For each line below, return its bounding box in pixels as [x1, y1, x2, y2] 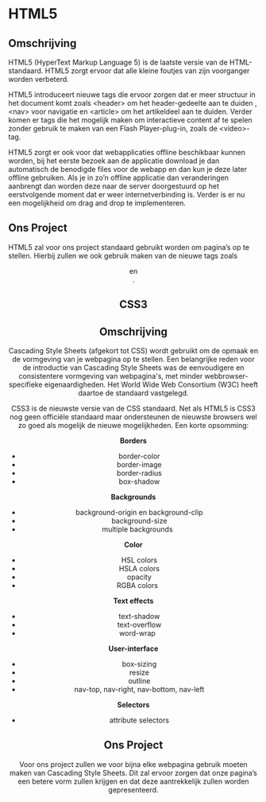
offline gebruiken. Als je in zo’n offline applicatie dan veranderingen [8, 173, 229, 182]
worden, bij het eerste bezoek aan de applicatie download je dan [8, 156, 220, 165]
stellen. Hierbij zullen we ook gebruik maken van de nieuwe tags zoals [8, 251, 238, 260]
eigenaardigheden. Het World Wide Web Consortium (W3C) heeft [44, 380, 258, 390]
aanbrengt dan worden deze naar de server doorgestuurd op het [8, 181, 220, 191]
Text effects [113, 596, 154, 605]
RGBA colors [116, 581, 159, 590]
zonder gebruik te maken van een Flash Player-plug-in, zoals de [8, 124, 218, 133]
